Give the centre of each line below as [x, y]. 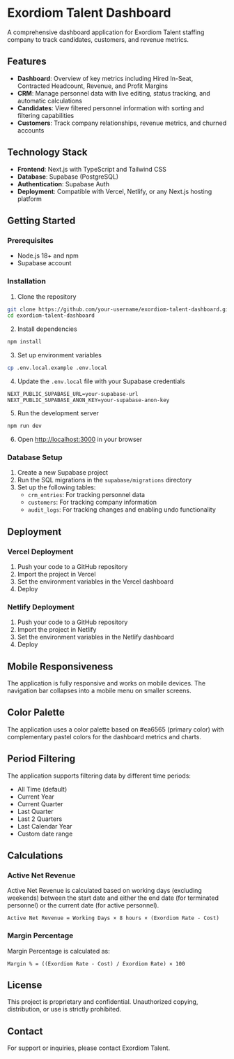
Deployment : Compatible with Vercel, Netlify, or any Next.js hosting [115, 191]
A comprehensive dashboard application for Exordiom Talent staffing [106, 32]
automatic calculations [49, 101]
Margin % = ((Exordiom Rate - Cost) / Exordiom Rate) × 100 [96, 964]
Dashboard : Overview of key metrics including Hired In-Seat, [105, 78]
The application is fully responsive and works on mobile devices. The [107, 683]
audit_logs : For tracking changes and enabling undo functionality [122, 510]
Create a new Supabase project [63, 473]
